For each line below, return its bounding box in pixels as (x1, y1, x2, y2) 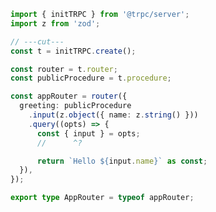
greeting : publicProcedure (19, 101, 132, 111)
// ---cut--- (10, 36, 65, 47)
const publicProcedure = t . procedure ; (10, 73, 172, 84)
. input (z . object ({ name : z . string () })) (28, 110, 199, 120)
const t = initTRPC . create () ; (10, 46, 137, 56)
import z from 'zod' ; (10, 18, 101, 29)
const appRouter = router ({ (10, 91, 128, 102)
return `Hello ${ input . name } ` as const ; (36, 156, 208, 166)
